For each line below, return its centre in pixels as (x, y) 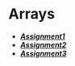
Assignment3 (43, 53)
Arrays (31, 14)
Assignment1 (43, 36)
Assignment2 (43, 44)
